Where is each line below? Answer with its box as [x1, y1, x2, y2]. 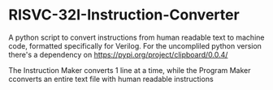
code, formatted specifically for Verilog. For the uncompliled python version [8, 41, 262, 50]
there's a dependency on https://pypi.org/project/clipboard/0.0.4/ [8, 49, 228, 59]
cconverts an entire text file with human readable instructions [8, 74, 214, 84]
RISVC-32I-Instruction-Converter [8, 6, 240, 24]
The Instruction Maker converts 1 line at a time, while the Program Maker [8, 65, 251, 75]
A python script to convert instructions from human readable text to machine [8, 32, 265, 42]
